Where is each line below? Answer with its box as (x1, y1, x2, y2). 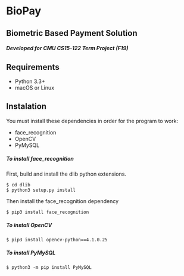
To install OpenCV (6, 222, 52, 229)
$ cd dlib (6, 182, 31, 188)
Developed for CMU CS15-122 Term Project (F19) (6, 45, 129, 52)
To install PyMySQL (6, 249, 56, 256)
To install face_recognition (6, 155, 74, 162)
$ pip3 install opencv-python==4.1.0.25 (6, 237, 108, 243)
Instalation (6, 102, 46, 112)
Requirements (6, 62, 60, 72)
